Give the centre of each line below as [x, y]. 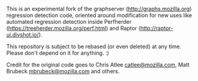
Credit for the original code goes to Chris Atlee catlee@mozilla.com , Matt [98, 65]
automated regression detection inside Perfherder [69, 22]
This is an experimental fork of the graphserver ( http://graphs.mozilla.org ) [99, 9]
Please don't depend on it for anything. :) [58, 53]
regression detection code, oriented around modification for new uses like [99, 15]
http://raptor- [157, 28]
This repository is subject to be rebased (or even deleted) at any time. [94, 46]
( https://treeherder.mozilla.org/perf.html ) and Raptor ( [73, 28]
